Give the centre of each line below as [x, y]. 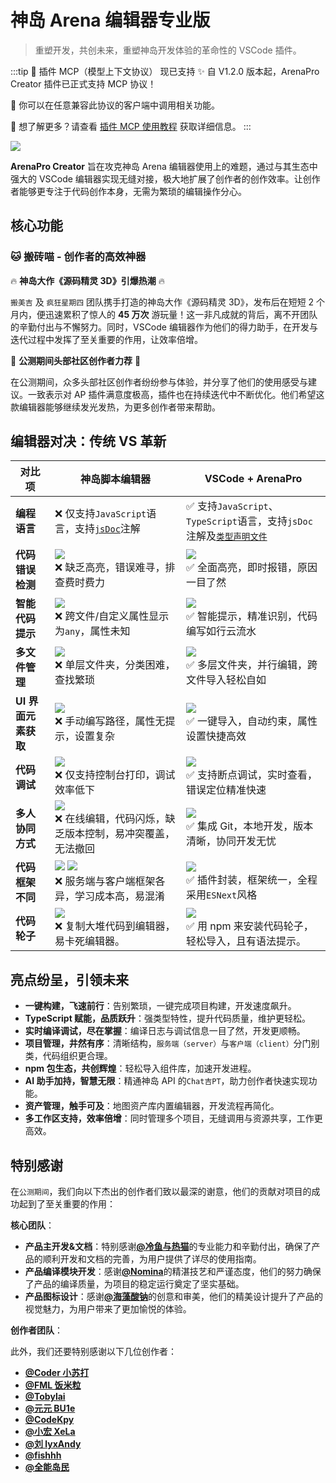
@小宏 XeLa [50, 1432]
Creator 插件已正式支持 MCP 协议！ [83, 83]
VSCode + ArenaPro [253, 479]
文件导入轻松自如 [226, 680]
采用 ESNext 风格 [222, 895]
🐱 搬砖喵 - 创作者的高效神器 [78, 257]
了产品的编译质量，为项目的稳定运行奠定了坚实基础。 [134, 1284]
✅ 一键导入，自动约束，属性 [252, 721]
